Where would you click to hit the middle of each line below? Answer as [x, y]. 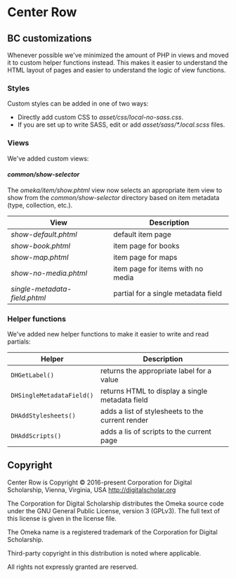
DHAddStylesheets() [43, 416]
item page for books [146, 246]
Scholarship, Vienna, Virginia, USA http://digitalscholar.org [92, 489]
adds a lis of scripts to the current [156, 432]
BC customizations [50, 38]
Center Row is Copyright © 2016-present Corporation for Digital [100, 482]
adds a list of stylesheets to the [152, 411]
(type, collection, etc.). [40, 205]
